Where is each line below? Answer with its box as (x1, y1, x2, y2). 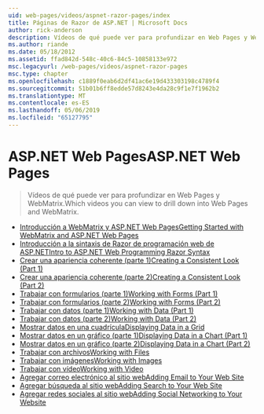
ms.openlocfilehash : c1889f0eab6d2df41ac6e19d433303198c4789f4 (8, 77, 220, 85)
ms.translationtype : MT (8, 92, 86, 100)
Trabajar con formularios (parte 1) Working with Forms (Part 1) (19, 288, 218, 299)
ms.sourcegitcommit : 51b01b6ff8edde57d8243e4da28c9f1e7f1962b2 (8, 84, 220, 93)
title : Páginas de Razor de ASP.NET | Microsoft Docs (8, 19, 189, 27)
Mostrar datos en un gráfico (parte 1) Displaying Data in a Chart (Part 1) (19, 331, 248, 340)
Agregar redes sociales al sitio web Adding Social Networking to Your (19, 389, 243, 398)
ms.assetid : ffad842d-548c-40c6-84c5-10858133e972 (8, 56, 178, 64)
